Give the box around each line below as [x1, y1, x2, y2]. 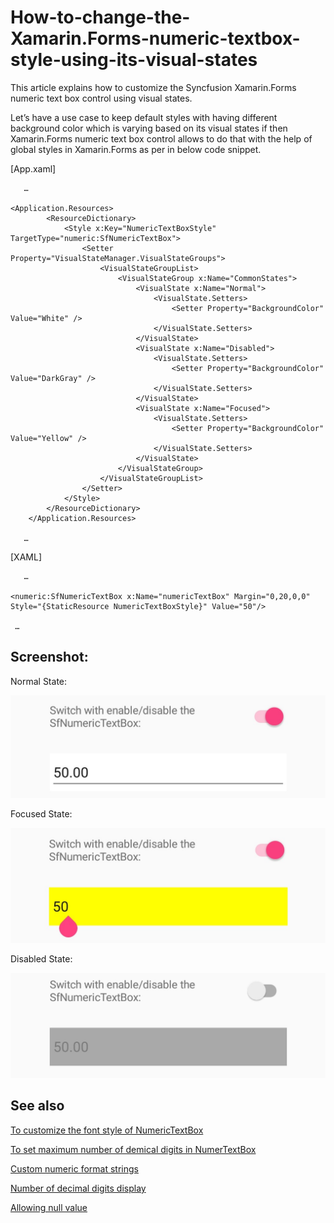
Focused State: [10, 808, 73, 820]
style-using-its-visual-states [10, 49, 258, 71]
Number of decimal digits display [10, 1182, 147, 1194]
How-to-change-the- [10, 6, 191, 29]
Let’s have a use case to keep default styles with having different [10, 111, 278, 123]
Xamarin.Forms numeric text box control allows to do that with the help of [10, 132, 313, 145]
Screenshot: [10, 649, 89, 666]
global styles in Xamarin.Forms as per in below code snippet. [10, 143, 262, 155]
